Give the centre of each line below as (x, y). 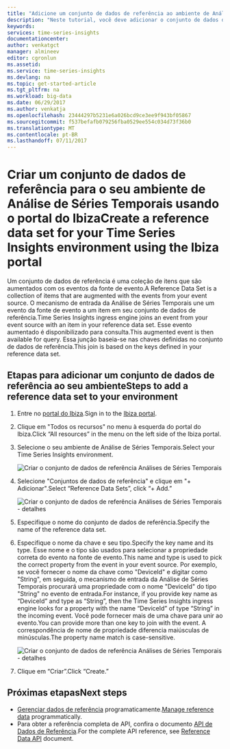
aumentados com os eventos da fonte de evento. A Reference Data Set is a (112, 288)
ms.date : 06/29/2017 (37, 103)
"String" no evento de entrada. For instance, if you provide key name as (117, 593)
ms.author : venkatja (37, 109)
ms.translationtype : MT (41, 128)
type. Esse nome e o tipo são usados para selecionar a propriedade (112, 550)
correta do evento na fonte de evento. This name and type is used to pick (119, 557)
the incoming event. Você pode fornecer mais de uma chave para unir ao (120, 615)
